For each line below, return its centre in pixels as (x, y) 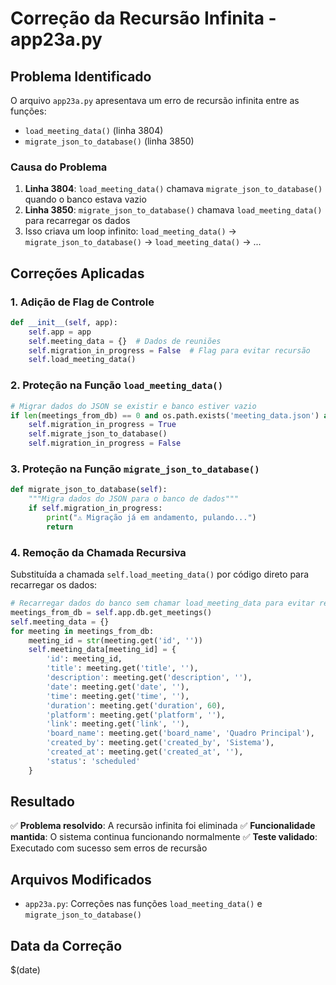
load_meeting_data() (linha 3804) (94, 130)
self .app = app (60, 332)
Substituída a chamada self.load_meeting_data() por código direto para (160, 574)
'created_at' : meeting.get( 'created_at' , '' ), (145, 752)
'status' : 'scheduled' (93, 761)
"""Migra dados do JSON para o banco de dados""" (134, 499)
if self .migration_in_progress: (95, 508)
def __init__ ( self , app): (64, 322)
